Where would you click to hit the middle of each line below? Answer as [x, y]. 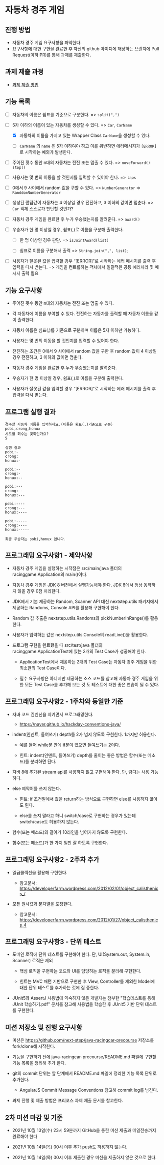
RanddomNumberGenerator [36, 193]
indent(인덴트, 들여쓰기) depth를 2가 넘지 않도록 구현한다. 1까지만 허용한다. [84, 734]
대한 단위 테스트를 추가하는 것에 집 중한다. [59, 988]
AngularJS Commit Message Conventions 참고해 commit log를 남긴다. [89, 1090]
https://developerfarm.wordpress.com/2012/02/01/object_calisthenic [89, 888]
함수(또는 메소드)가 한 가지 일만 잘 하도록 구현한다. [60, 843]
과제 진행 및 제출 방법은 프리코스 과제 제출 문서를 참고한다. [68, 1101]
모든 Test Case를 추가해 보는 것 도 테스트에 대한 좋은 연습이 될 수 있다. [92, 684]
